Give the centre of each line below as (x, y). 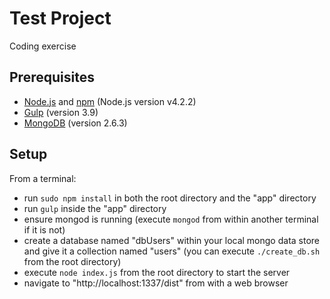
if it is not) (44, 229)
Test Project (60, 18)
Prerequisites (52, 77)
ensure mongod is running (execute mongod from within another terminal (171, 219)
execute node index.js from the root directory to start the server (157, 272)
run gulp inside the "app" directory (95, 208)
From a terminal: (43, 178)
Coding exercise (43, 46)
